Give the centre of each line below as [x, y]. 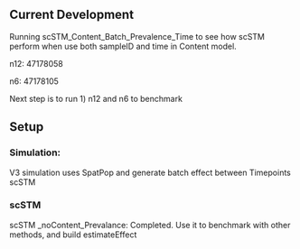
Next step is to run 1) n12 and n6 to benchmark [96, 98]
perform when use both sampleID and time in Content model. [123, 46]
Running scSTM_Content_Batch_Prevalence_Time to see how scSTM [137, 36]
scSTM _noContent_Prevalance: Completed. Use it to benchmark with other [150, 225]
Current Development [71, 15]
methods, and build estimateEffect [73, 235]
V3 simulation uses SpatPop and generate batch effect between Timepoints [150, 172]
